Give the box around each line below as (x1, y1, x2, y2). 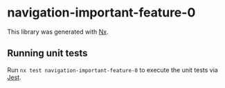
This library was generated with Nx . (7, 27, 109, 36)
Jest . (7, 73, 22, 81)
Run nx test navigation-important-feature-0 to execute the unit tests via (7, 65, 218, 74)
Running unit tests (7, 47, 88, 59)
